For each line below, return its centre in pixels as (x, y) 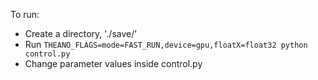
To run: (25, 14)
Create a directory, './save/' (81, 33)
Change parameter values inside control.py (113, 63)
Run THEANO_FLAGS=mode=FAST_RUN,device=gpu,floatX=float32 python (166, 44)
